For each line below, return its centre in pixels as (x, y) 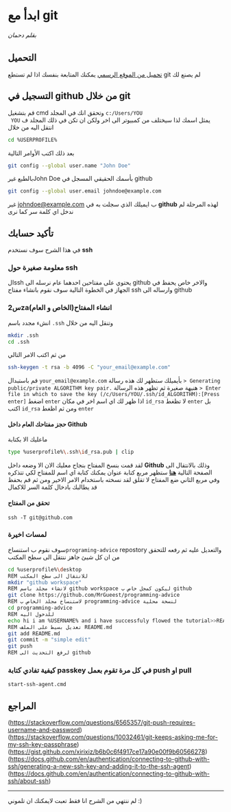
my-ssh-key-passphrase (42, 745)
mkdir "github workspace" (45, 582)
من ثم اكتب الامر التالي (37, 355)
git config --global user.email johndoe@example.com (85, 191)
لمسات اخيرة (27, 535)
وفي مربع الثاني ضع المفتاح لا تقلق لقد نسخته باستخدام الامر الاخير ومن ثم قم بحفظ (114, 480)
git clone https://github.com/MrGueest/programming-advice (94, 595)
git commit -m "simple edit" (49, 640)
